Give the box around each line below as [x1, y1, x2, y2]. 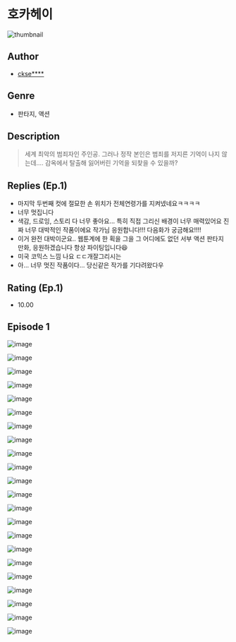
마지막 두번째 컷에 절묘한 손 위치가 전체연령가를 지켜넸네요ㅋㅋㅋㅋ [17, 199, 201, 208]
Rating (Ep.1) [7, 281, 63, 293]
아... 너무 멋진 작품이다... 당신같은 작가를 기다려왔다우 [17, 261, 164, 269]
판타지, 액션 [17, 109, 51, 118]
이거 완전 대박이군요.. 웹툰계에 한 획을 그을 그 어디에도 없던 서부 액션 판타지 [17, 234, 224, 243]
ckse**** [17, 69, 44, 78]
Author [7, 51, 39, 63]
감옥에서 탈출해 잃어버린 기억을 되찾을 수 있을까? [44, 159, 178, 167]
